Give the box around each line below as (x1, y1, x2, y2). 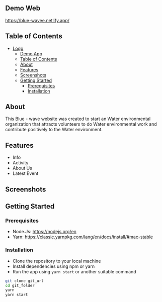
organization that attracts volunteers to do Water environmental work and (5, 121, 157, 127)
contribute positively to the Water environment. (5, 127, 103, 133)
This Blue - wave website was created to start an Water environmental (5, 116, 151, 122)
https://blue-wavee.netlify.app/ (5, 17, 69, 23)
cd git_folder (5, 283, 35, 288)
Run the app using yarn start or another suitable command (12, 268, 137, 274)
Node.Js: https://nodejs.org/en (12, 229, 77, 235)
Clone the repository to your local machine (12, 258, 101, 264)
